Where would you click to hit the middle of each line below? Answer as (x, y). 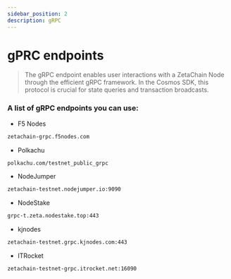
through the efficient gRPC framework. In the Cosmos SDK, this (117, 83)
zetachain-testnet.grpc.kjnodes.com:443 (68, 242)
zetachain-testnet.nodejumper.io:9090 (64, 189)
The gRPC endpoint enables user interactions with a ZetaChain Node (124, 75)
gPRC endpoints (56, 55)
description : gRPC (34, 20)
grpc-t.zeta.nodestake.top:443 (53, 216)
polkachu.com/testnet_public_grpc (58, 163)
